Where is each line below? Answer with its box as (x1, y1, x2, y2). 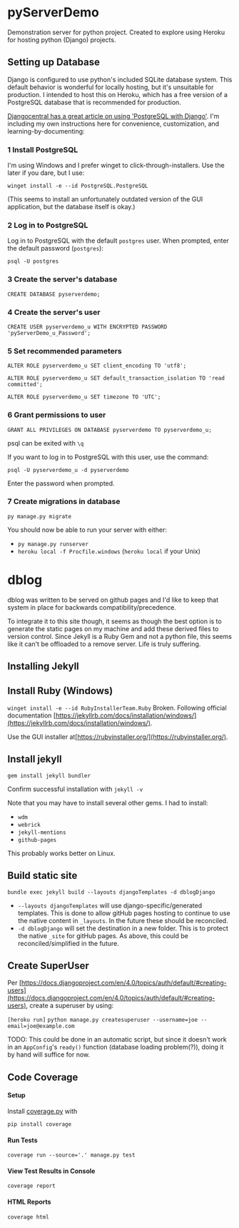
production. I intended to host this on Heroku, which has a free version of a (7, 90, 228, 99)
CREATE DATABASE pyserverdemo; (7, 291, 101, 298)
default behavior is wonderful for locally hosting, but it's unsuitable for (7, 83, 214, 91)
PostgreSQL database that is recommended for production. (7, 98, 182, 106)
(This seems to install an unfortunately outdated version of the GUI (7, 195, 203, 203)
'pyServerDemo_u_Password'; (7, 329, 91, 336)
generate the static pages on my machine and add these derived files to (7, 624, 219, 633)
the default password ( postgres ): (7, 244, 103, 253)
